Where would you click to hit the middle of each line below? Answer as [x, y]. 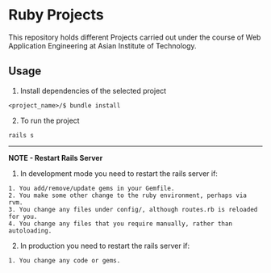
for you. [23, 216]
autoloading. [30, 231]
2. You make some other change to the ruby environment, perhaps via [128, 195]
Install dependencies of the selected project [93, 90]
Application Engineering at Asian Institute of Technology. [102, 45]
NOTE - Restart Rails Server [56, 157]
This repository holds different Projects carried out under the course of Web [135, 37]
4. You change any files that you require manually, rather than [120, 224]
